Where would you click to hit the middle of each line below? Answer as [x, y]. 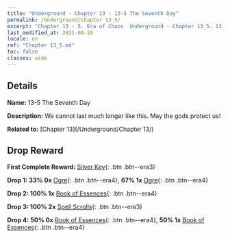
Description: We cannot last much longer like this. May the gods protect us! [114, 116]
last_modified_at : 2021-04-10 [50, 33]
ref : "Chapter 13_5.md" [41, 45]
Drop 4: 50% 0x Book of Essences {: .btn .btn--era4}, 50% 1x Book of [106, 220]
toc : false [23, 52]
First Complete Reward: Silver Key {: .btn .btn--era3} [81, 167]
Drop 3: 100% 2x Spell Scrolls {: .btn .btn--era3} [75, 207]
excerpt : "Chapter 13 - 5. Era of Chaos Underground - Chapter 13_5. [110, 26]
